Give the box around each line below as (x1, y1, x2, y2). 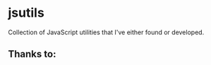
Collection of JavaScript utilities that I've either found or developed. (8, 28, 205, 36)
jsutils (8, 5, 44, 21)
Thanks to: (8, 48, 56, 60)
